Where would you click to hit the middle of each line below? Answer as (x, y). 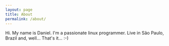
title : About (19, 14)
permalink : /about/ (26, 19)
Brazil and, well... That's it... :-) (37, 38)
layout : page (19, 10)
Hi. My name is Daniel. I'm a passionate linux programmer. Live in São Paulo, (84, 33)
